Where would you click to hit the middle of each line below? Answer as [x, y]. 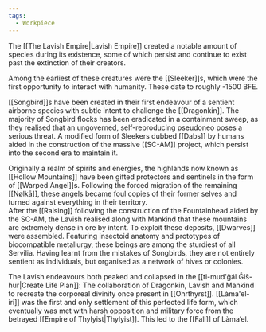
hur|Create [26, 285]
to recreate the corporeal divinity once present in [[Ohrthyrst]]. [111, 293]
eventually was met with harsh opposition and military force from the [121, 311]
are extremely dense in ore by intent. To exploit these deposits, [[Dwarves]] [132, 227]
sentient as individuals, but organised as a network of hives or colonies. [126, 261]
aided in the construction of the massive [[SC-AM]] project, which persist [129, 144]
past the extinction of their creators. [67, 62]
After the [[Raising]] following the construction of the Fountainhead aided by [133, 210]
